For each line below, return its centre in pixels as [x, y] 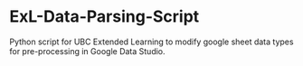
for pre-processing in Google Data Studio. [87, 51]
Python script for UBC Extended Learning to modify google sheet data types [151, 42]
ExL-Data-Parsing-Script [104, 17]
